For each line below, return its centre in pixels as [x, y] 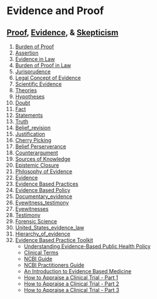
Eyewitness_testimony [42, 203]
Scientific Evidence [38, 84]
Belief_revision [33, 128]
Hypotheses [30, 96]
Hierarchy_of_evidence [43, 234]
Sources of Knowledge [43, 159]
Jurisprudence [33, 71]
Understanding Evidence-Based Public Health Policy [87, 246]
